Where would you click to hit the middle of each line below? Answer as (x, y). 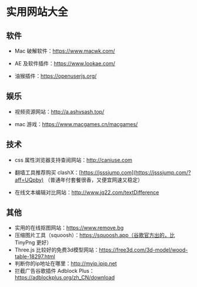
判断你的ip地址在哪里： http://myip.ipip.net (66, 263)
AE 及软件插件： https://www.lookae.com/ (65, 63)
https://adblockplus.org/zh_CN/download (64, 278)
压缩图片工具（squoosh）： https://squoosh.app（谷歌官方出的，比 (95, 235)
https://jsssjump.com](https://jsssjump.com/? (136, 172)
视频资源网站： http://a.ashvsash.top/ (59, 111)
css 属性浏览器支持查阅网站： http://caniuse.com (73, 160)
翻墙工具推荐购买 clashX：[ (48, 172)
